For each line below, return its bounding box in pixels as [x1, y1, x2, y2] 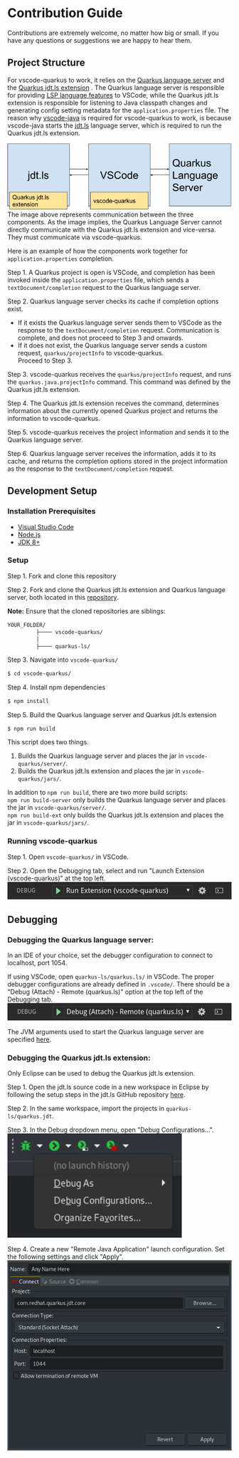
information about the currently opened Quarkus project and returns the [7, 406, 218, 415]
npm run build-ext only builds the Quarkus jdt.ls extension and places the [7, 811, 224, 820]
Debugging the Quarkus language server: [7, 934, 154, 944]
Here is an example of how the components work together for [7, 246, 188, 255]
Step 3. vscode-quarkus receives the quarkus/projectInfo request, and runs [7, 370, 232, 378]
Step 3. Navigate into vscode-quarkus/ [7, 655, 119, 664]
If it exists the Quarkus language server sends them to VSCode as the [17, 318, 223, 327]
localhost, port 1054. [7, 958, 68, 967]
